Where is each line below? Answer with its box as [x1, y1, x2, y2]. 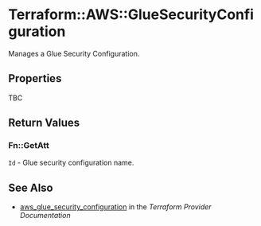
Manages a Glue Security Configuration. [8, 49, 140, 58]
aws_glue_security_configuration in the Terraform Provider [19, 202, 212, 212]
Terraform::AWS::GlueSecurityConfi [8, 6, 255, 24]
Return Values [8, 116, 80, 130]
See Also [8, 181, 53, 194]
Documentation [19, 211, 71, 220]
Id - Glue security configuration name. [8, 158, 134, 168]
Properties [8, 72, 62, 85]
